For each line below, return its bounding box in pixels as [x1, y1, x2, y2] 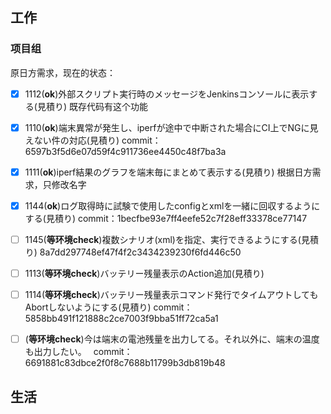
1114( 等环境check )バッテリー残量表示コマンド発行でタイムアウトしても [24, 289, 319, 301]
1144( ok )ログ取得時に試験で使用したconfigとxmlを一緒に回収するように [24, 199, 321, 212]
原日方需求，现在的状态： [10, 66, 116, 78]
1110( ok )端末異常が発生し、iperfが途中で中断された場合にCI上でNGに [24, 121, 310, 133]
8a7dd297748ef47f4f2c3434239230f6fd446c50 [39, 246, 242, 258]
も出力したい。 [24, 346, 83, 358]
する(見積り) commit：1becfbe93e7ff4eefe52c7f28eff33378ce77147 [24, 212, 308, 224]
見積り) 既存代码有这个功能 [36, 100, 148, 112]
